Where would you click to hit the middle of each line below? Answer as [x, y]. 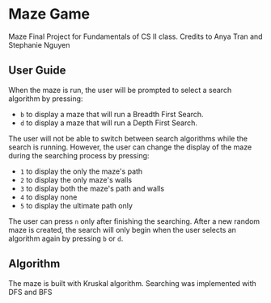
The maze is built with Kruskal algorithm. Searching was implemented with [132, 283]
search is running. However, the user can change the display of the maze [130, 147]
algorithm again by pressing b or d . [66, 238]
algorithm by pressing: [46, 99]
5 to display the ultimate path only [76, 205]
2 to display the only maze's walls [76, 179]
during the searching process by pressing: [79, 155]
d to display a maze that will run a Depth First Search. [109, 123]
